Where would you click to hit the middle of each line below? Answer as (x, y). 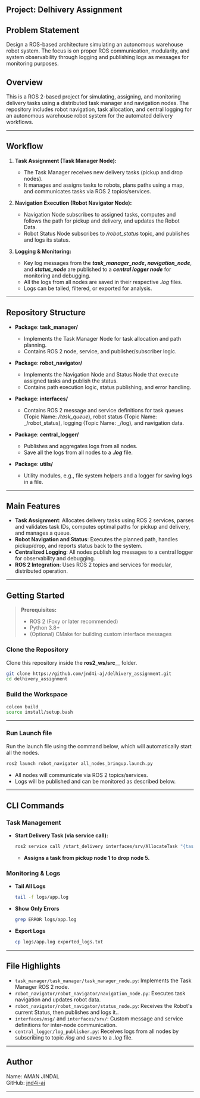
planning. (35, 345)
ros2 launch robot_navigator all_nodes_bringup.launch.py (79, 763)
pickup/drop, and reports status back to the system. (79, 546)
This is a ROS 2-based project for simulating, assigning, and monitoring (94, 97)
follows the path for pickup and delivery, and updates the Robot (101, 221)
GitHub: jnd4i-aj (26, 1082)
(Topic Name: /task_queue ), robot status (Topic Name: (90, 417)
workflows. (20, 122)
